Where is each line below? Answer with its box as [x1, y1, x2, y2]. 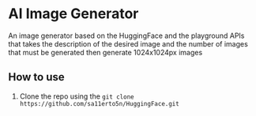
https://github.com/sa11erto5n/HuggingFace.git [19, 99, 179, 107]
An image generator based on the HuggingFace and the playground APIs [8, 31, 245, 40]
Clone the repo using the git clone [19, 92, 134, 101]
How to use [8, 70, 65, 84]
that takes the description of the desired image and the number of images [8, 39, 249, 48]
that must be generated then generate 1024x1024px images [8, 47, 203, 57]
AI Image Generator [8, 5, 139, 23]
